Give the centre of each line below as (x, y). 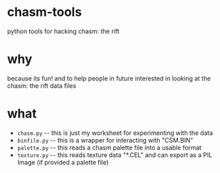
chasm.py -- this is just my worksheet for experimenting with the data (115, 133)
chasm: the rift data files (42, 85)
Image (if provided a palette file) (63, 162)
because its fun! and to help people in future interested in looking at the (109, 78)
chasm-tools (45, 12)
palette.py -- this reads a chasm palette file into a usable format (109, 147)
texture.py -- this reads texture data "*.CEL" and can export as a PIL (114, 155)
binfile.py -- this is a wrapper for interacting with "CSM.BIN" (105, 140)
